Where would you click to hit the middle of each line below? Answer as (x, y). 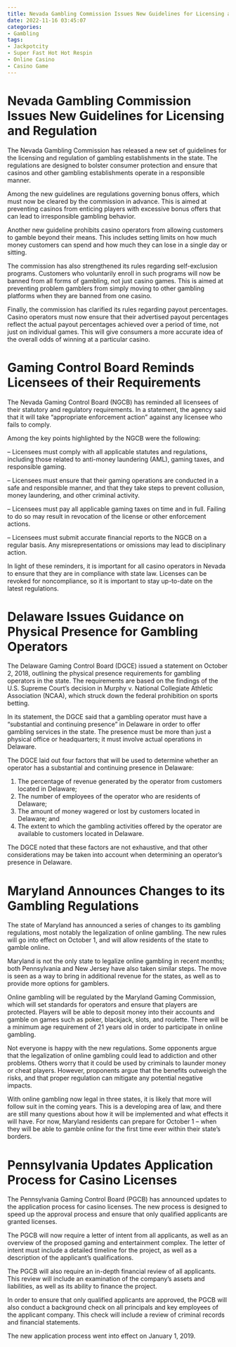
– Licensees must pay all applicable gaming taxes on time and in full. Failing (117, 509)
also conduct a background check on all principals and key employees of (113, 1308)
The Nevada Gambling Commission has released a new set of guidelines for (117, 150)
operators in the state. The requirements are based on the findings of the (113, 681)
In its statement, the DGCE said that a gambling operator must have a (107, 717)
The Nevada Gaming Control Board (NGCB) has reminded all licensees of (113, 402)
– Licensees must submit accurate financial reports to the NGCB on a (107, 537)
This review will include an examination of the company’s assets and (106, 1279)
